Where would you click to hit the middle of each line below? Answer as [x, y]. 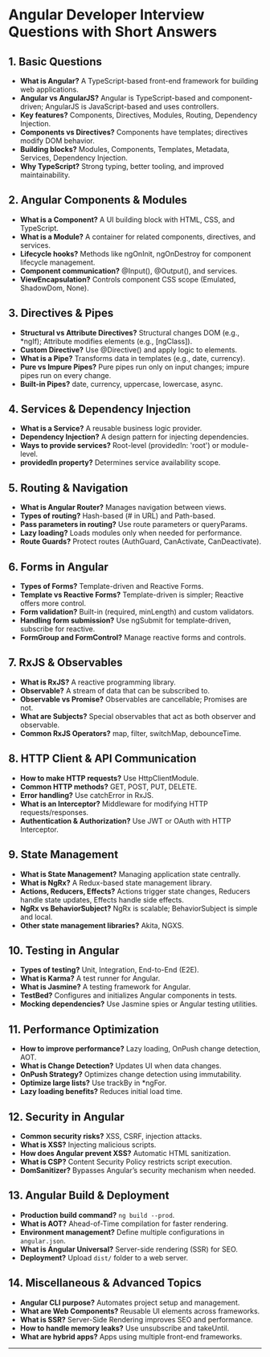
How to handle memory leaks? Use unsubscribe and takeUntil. [125, 1328]
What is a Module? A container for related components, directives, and [137, 236]
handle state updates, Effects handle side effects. [102, 899]
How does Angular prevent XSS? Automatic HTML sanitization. [125, 1153]
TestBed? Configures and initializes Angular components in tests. [128, 996]
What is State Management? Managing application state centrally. [130, 874]
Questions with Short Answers [113, 32]
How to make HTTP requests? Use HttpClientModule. [109, 778]
